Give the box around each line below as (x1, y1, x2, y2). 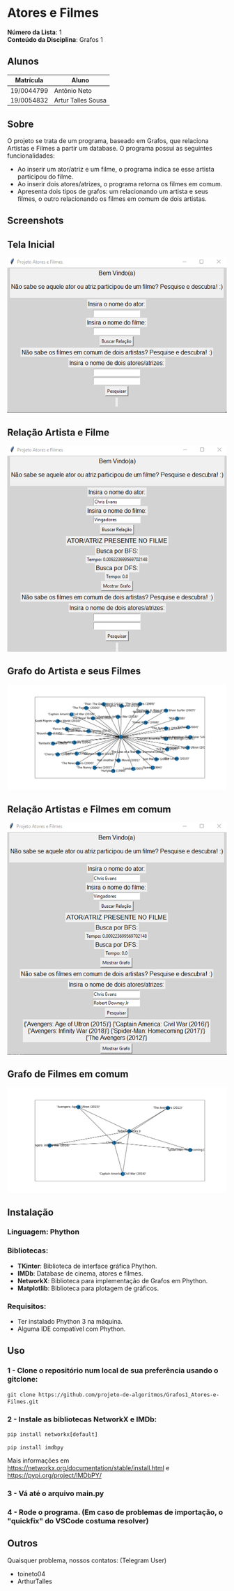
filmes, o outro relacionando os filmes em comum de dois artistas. (17, 195, 207, 203)
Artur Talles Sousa (54, 96, 107, 104)
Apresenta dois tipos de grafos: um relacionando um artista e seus (17, 187, 209, 196)
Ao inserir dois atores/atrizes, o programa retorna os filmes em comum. (17, 180, 223, 188)
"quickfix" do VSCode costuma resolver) (7, 1516, 149, 1525)
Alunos (7, 56, 40, 68)
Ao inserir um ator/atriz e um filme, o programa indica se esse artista (17, 165, 214, 174)
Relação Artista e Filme (7, 426, 110, 438)
